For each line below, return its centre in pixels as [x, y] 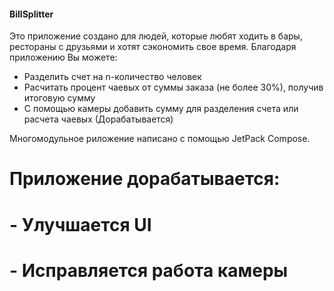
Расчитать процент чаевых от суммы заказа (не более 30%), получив [173, 87]
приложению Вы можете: [63, 57]
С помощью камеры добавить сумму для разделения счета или [161, 109]
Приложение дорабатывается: [145, 179]
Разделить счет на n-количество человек [112, 77]
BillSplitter [31, 14]
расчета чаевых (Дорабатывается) [98, 119]
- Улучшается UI [80, 224]
